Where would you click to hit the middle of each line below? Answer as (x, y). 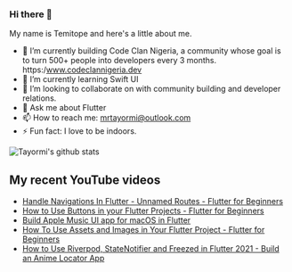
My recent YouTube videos (85, 180)
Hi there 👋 (31, 14)
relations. (39, 98)
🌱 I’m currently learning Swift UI (81, 79)
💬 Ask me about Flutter (64, 108)
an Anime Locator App (63, 259)
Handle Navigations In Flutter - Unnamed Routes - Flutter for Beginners (152, 202)
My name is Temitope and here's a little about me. (101, 34)
